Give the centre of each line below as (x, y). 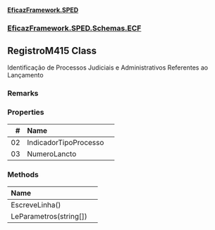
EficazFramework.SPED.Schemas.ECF (74, 28)
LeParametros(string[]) (49, 216)
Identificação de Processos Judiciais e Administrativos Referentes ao (108, 68)
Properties (26, 113)
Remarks (23, 94)
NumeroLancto (52, 153)
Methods (23, 174)
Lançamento (25, 75)
